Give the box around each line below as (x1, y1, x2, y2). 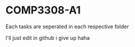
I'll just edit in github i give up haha (5, 34, 90, 41)
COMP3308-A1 (5, 4, 81, 17)
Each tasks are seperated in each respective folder (5, 23, 129, 30)
